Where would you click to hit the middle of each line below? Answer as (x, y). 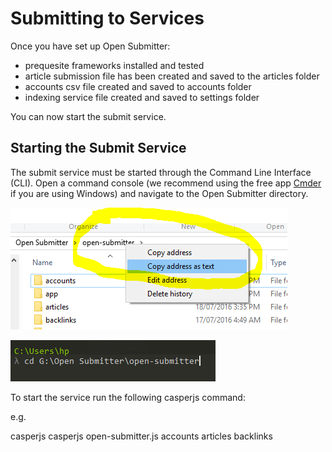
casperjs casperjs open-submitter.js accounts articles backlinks (141, 436)
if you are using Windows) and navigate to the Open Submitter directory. (159, 193)
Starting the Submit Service (98, 148)
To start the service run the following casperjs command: (128, 397)
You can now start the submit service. (88, 116)
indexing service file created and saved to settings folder (142, 97)
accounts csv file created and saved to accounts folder (138, 86)
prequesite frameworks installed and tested (114, 65)
